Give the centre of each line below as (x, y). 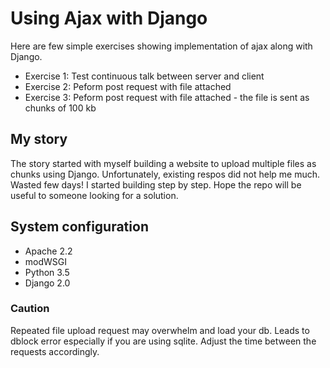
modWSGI (46, 261)
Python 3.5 (47, 272)
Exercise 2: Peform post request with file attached (128, 86)
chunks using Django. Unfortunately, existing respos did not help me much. (165, 174)
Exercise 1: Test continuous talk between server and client (144, 76)
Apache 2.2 (48, 251)
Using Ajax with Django (109, 18)
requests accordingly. (55, 351)
